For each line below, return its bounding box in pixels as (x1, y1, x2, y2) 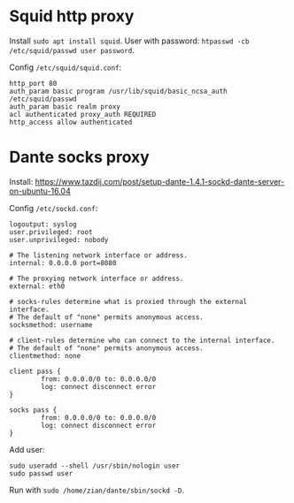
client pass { (9, 367, 62, 376)
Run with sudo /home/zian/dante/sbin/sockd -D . (9, 484, 184, 495)
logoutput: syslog (9, 219, 77, 229)
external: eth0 (9, 281, 66, 291)
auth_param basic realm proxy (9, 102, 121, 111)
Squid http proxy (9, 6, 135, 27)
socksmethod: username (9, 320, 93, 329)
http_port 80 (9, 79, 58, 88)
